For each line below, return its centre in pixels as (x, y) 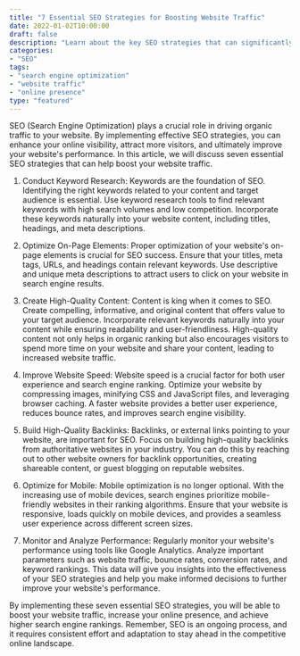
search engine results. (63, 284)
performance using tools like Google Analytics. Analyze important (143, 551)
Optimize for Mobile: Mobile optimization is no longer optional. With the (153, 486)
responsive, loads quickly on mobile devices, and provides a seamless (151, 514)
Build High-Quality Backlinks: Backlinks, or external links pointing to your (156, 430)
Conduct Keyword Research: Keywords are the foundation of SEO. (144, 181)
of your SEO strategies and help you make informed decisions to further (154, 579)
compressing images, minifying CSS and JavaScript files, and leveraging (156, 394)
